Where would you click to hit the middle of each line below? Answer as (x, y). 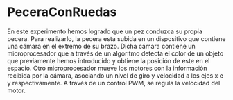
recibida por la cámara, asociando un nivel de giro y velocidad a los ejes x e (115, 75)
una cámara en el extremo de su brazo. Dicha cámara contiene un (101, 46)
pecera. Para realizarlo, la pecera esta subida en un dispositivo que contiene (116, 38)
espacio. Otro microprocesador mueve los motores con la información (107, 68)
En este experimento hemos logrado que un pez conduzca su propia (105, 31)
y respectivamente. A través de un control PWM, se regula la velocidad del (114, 83)
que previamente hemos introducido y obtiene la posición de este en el (109, 60)
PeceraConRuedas (62, 12)
